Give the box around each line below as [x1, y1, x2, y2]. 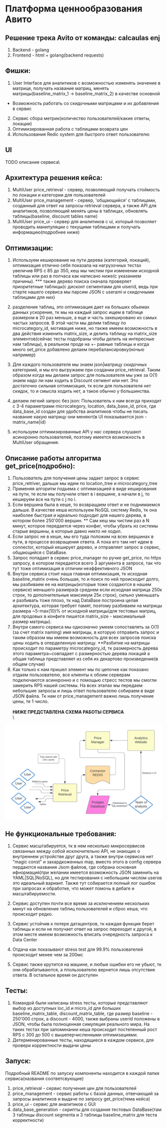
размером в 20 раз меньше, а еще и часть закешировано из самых [12, 315, 157, 321]
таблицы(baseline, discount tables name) [12, 213, 98, 219]
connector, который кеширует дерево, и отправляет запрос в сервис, [12, 544, 161, 550]
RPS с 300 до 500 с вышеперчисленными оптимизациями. [12, 1031, 138, 1037]
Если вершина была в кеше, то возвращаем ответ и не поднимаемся [12, 501, 161, 508]
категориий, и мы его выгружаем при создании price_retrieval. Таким [12, 367, 161, 373]
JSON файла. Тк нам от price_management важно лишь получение [12, 693, 154, 699]
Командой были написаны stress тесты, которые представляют [12, 999, 148, 1006]
